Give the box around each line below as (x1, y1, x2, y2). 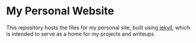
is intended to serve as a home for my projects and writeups (6, 30, 154, 37)
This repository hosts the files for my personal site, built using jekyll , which (6, 24, 190, 31)
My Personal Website (6, 4, 115, 18)
